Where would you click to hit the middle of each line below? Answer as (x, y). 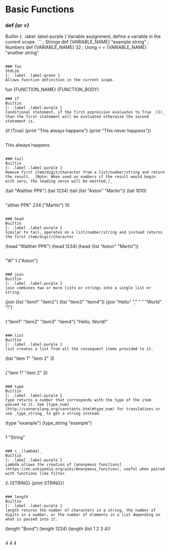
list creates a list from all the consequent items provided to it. (79, 349)
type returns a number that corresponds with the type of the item (78, 400)
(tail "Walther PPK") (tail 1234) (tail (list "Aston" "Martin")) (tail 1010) (76, 191)
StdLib (12, 71)
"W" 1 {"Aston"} (22, 261)
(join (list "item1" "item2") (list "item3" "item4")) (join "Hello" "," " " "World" (83, 302)
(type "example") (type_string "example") (49, 423)
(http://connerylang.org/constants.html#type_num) (60, 409)
